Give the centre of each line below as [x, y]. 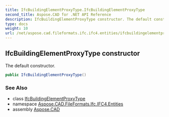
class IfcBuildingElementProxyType [49, 98]
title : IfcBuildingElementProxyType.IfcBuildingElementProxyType [75, 10]
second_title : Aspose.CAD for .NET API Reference [58, 15]
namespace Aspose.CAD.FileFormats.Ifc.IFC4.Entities [68, 104]
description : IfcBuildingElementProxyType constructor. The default [78, 19]
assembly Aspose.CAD [36, 109]
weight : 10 [17, 29]
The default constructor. [30, 65]
